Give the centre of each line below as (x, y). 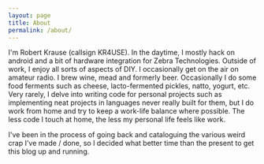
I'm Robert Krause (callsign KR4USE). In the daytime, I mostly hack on (121, 53)
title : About (30, 23)
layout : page (30, 15)
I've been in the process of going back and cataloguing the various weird (127, 135)
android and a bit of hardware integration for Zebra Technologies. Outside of (132, 61)
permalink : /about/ (40, 30)
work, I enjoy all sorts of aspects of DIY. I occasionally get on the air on (123, 69)
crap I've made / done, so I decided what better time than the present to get (131, 143)
